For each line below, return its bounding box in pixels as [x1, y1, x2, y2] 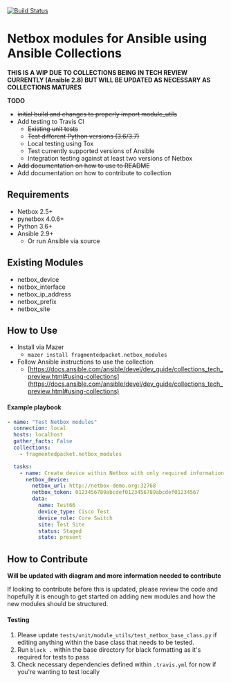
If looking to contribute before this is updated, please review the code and [7, 585, 218, 594]
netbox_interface [17, 283, 66, 291]
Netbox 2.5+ [17, 207, 53, 215]
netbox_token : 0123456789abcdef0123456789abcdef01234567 [32, 489, 199, 496]
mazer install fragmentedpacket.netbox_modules [27, 352, 167, 359]
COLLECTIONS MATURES [7, 83, 82, 91]
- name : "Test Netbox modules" [7, 418, 98, 425]
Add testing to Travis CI [17, 117, 84, 125]
